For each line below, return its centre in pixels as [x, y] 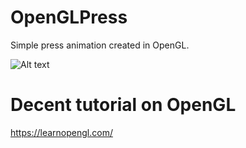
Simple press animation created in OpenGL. [100, 45]
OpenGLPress [69, 17]
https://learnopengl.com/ [61, 132]
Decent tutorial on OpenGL [123, 105]
